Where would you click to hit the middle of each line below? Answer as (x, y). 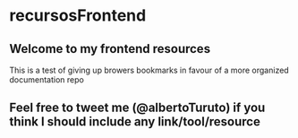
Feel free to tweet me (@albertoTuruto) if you (137, 108)
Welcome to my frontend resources (110, 49)
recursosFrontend (78, 16)
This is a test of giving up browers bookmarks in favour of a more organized (149, 70)
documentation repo (47, 80)
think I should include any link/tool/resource (135, 122)
